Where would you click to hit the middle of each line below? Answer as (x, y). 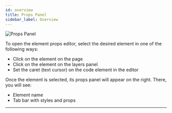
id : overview (19, 10)
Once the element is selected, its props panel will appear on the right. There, (86, 80)
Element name (28, 95)
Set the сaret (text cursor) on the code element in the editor (76, 70)
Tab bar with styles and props (44, 100)
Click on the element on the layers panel (55, 65)
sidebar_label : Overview (32, 19)
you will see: (18, 85)
